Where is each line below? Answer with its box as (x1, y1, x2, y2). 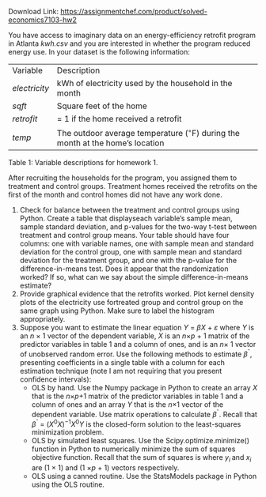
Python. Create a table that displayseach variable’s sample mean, (19, 213, 233, 224)
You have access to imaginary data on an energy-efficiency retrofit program (8, 31, 256, 40)
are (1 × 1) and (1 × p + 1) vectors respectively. (31, 463, 180, 473)
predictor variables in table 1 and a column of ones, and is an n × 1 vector (19, 340, 256, 349)
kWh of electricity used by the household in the (56, 78, 233, 88)
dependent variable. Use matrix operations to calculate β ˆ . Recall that (31, 408, 257, 419)
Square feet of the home (56, 100, 148, 111)
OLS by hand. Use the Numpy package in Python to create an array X (31, 382, 258, 392)
